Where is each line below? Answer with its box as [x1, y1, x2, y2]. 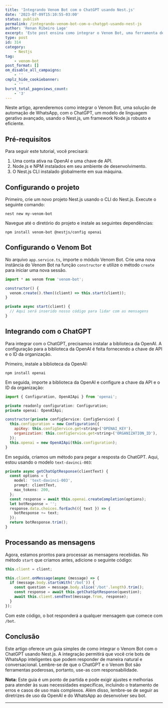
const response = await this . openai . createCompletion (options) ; [9, 497, 146, 502]
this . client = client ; [5, 567, 52, 572]
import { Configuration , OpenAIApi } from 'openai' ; [5, 394, 117, 399]
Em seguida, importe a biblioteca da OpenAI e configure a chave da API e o [5, 379, 160, 385]
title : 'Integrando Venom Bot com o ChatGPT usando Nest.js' [5, 7, 135, 12]
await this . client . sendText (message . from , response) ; [14, 594, 128, 600]
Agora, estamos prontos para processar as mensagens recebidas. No [5, 552, 148, 558]
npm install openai [5, 370, 46, 375]
